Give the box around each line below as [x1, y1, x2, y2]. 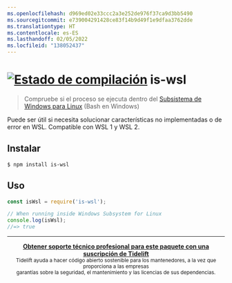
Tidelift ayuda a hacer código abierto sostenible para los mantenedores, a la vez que [16, 257, 216, 264]
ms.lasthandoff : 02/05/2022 [7, 36, 88, 43]
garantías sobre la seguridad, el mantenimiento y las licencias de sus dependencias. [16, 269, 216, 276]
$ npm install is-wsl [7, 161, 70, 168]
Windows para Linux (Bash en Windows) [23, 101, 140, 110]
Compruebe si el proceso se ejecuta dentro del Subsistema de [23, 95, 202, 103]
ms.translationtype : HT [7, 23, 76, 30]
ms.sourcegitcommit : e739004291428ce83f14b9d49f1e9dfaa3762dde [7, 17, 193, 23]
